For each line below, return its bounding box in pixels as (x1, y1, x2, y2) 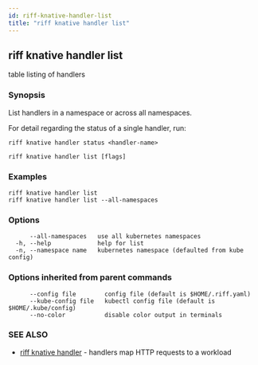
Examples (8, 171, 48, 182)
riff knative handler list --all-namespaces (8, 196, 158, 204)
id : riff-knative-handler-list (8, 11, 112, 20)
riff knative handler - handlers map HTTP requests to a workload (19, 347, 233, 357)
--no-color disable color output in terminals (29, 311, 223, 319)
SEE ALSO (8, 329, 49, 340)
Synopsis (8, 89, 45, 100)
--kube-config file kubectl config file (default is (29, 296, 216, 305)
